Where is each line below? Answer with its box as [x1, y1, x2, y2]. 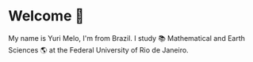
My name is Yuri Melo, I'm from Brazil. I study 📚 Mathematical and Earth [8, 33, 246, 42]
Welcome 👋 [8, 7, 85, 25]
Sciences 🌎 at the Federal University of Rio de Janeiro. [8, 45, 189, 54]
